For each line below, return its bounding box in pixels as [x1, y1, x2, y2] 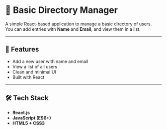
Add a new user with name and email [12, 58, 88, 64]
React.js [12, 109, 30, 116]
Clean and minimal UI [12, 69, 56, 75]
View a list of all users [12, 64, 58, 69]
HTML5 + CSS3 [12, 120, 45, 126]
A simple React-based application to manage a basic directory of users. [5, 21, 152, 27]
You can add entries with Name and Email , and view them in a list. [5, 26, 141, 32]
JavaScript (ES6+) [12, 115, 51, 121]
